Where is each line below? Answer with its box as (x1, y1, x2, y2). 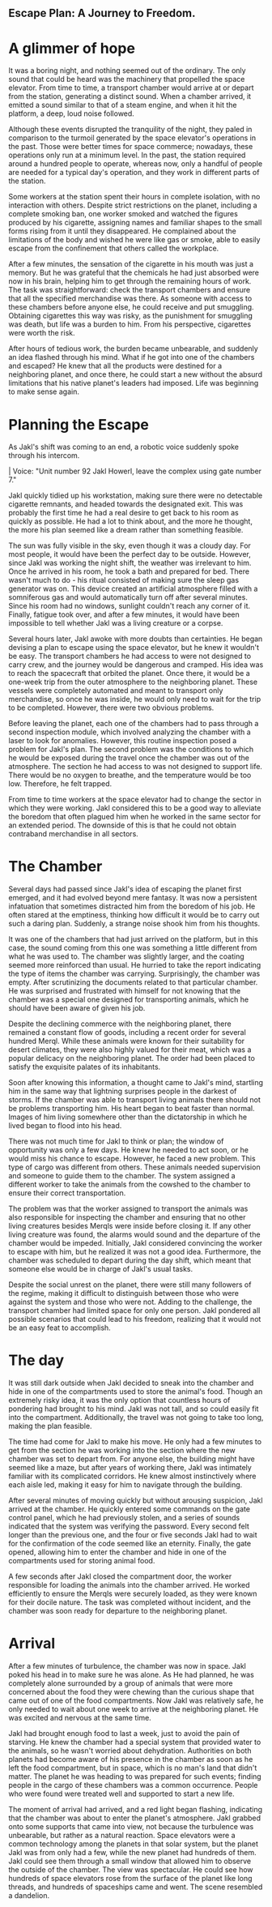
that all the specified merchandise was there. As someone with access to (8, 293, 253, 303)
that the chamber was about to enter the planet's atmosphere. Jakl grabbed (8, 1813, 261, 1823)
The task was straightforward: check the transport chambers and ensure (8, 285, 251, 295)
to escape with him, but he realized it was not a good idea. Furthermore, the (8, 1247, 261, 1257)
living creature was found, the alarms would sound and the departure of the (8, 1229, 261, 1239)
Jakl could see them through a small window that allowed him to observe (8, 1856, 252, 1866)
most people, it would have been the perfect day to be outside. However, (8, 549, 251, 559)
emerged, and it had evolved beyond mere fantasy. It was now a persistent (8, 893, 257, 903)
